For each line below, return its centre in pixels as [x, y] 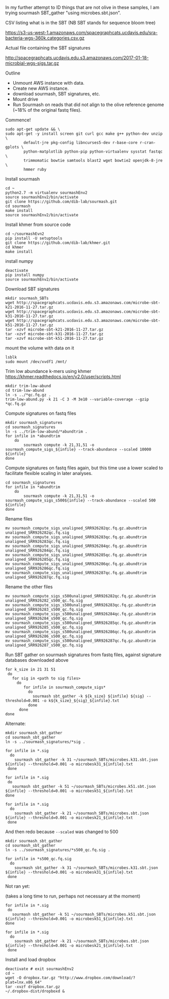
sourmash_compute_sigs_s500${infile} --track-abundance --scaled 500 [81, 501]
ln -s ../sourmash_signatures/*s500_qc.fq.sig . [58, 850]
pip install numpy [25, 275]
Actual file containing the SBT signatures [48, 48]
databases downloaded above [37, 660]
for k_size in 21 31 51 [31, 669]
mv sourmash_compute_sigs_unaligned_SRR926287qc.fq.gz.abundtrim [76, 573]
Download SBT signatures [32, 289]
